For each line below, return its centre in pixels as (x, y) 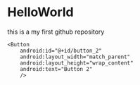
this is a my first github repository (56, 32)
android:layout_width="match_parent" (75, 57)
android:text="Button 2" (56, 69)
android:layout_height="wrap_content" (77, 63)
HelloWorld (40, 12)
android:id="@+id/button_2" (61, 51)
